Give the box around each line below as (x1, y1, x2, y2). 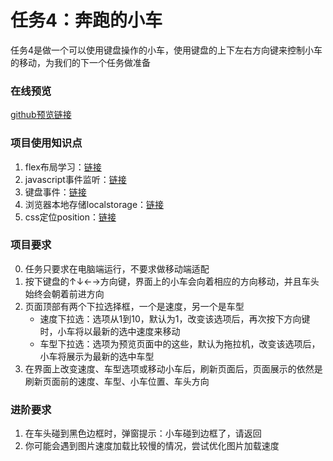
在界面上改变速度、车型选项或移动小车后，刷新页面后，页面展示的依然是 (24, 362, 323, 375)
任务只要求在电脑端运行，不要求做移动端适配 (24, 262, 210, 275)
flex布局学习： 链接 (24, 161, 102, 173)
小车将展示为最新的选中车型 (39, 350, 155, 362)
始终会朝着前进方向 (24, 287, 105, 300)
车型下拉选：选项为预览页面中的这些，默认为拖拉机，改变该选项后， (39, 337, 321, 350)
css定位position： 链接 (24, 211, 117, 223)
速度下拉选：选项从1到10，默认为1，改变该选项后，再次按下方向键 (39, 312, 311, 325)
